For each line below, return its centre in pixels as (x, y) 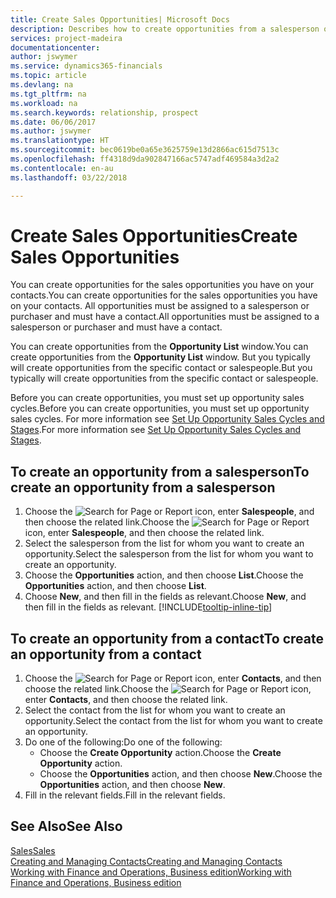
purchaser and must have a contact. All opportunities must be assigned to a (165, 317)
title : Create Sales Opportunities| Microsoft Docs (120, 19)
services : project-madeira (66, 38)
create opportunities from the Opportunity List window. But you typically (160, 357)
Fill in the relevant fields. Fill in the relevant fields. (125, 795)
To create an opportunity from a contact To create (167, 638)
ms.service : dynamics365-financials (86, 66)
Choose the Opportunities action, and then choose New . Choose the (181, 774)
